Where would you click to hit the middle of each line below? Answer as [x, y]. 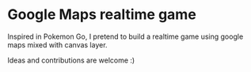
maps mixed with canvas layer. [57, 44]
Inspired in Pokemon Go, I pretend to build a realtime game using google [125, 36]
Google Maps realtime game [102, 15]
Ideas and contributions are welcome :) [71, 60]
